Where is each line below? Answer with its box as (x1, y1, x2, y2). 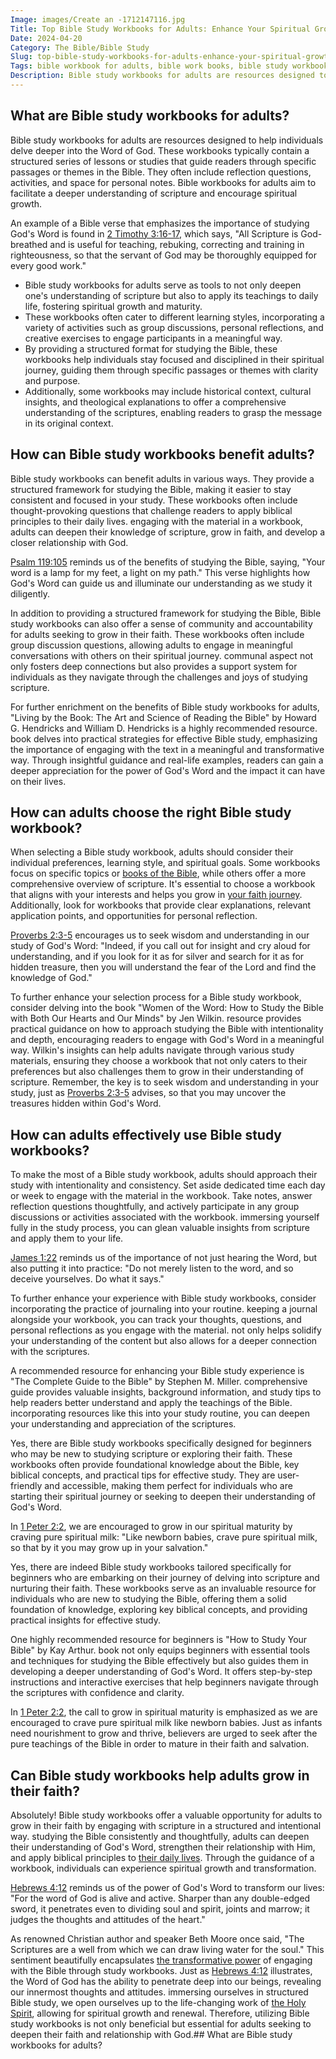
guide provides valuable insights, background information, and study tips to (10, 1386, 322, 1398)
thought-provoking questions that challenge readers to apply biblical (10, 504, 293, 516)
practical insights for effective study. (10, 1614, 162, 1626)
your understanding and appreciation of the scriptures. (10, 1418, 237, 1430)
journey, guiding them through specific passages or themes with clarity (24, 364, 319, 376)
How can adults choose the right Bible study (10, 804, 292, 821)
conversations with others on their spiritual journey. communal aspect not (10, 649, 314, 661)
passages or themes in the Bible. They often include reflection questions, (10, 166, 312, 178)
